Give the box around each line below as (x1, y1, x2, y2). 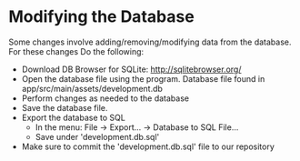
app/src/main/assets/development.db (21, 83, 163, 94)
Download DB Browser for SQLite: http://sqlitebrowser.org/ (21, 64, 242, 75)
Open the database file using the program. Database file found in (21, 73, 265, 84)
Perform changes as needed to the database (21, 93, 190, 104)
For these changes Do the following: (8, 45, 145, 56)
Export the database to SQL (21, 112, 126, 123)
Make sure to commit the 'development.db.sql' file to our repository (21, 141, 275, 152)
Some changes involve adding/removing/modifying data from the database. (8, 36, 292, 47)
